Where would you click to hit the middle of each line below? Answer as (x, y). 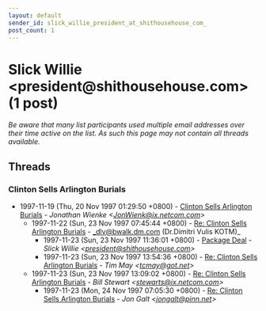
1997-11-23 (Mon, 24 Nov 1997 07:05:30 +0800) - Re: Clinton (143, 290)
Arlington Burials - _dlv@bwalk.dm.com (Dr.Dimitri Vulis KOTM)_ (136, 231)
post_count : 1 (32, 30)
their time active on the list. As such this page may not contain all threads (129, 133)
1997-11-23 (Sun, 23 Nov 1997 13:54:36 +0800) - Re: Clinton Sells (150, 257)
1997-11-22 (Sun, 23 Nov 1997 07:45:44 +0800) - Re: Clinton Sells (139, 223)
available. (25, 142)
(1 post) (33, 103)
